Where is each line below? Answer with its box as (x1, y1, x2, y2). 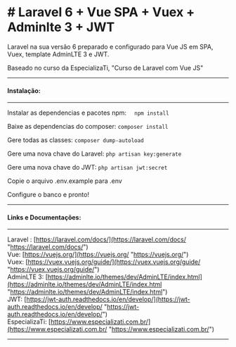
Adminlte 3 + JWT (7, 19, 115, 35)
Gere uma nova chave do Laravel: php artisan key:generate (7, 149, 182, 158)
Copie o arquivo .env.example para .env (7, 177, 123, 185)
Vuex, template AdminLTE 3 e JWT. (7, 50, 110, 58)
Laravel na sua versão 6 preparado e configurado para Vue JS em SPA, (7, 42, 214, 51)
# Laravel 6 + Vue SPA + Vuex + (7, 4, 195, 20)
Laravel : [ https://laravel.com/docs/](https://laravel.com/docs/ (7, 235, 187, 244)
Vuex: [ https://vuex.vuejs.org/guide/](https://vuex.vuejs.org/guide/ (7, 258, 201, 266)
